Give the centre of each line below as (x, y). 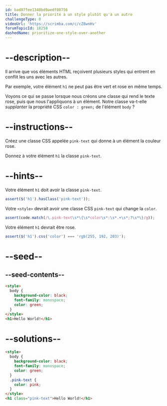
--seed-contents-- (35, 275)
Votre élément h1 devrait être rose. (41, 227)
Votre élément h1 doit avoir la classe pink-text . (54, 190)
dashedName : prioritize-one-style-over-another (56, 33)
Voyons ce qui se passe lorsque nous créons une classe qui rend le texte (80, 96)
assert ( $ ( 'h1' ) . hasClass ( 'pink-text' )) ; (48, 199)
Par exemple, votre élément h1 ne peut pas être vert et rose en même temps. (84, 86)
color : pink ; (28, 385)
